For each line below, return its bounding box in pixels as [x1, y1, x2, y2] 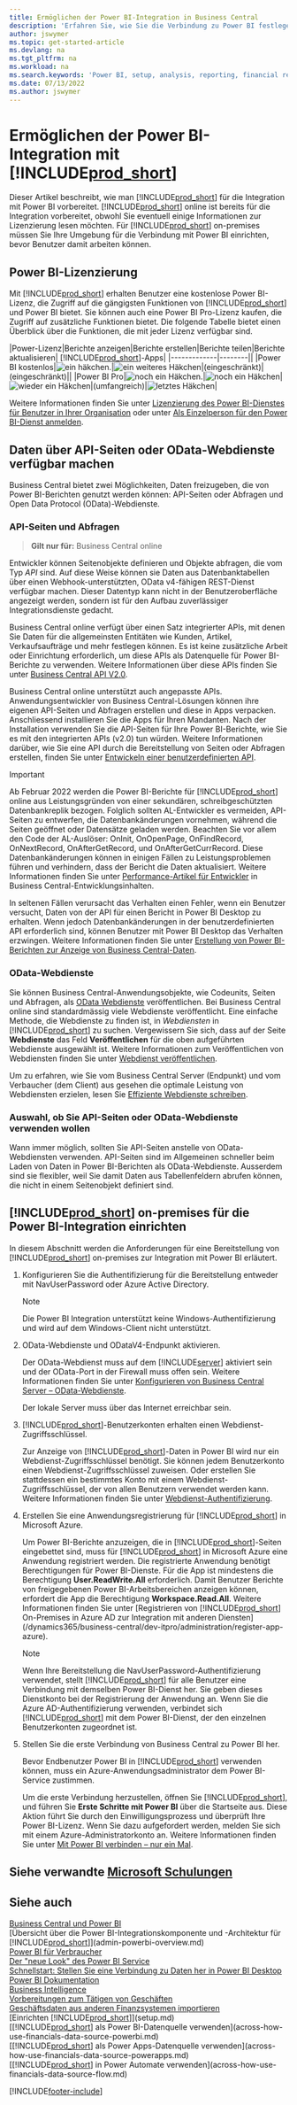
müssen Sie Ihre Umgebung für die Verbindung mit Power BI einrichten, [9, 229, 270, 240]
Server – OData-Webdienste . [21, 1385, 126, 1396]
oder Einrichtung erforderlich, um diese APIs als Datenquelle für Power [9, 650, 267, 661]
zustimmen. [51, 1775, 95, 1785]
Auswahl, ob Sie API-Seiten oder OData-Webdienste [9, 1111, 239, 1123]
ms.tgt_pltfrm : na [9, 54, 77, 63]
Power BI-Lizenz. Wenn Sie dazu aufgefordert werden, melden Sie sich [21, 1820, 281, 1830]
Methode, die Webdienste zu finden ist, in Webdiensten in [9, 1015, 219, 1025]
